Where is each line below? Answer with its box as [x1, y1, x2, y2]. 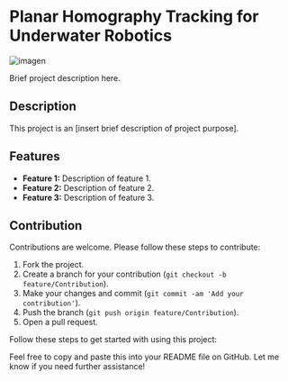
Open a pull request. [22, 317, 99, 328]
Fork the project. [22, 259, 85, 270]
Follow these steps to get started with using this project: [9, 334, 218, 345]
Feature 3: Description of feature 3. [22, 192, 155, 203]
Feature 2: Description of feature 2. [22, 182, 155, 193]
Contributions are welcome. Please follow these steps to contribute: [9, 241, 261, 253]
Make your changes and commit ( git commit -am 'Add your [22, 288, 245, 299]
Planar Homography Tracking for [9, 6, 259, 27]
